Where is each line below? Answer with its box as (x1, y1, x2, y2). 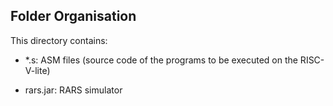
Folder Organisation (10, 8, 137, 25)
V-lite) (24, 64, 51, 76)
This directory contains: (10, 34, 108, 46)
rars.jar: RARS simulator (24, 84, 123, 96)
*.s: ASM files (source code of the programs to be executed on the (24, 54, 298, 66)
